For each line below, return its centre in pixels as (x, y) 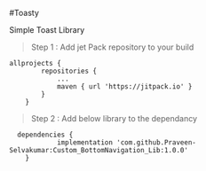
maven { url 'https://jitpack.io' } (124, 87)
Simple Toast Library (47, 30)
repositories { (69, 71)
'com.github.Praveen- (157, 143)
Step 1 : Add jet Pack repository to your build (112, 47)
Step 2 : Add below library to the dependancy (114, 118)
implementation (85, 143)
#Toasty (24, 13)
